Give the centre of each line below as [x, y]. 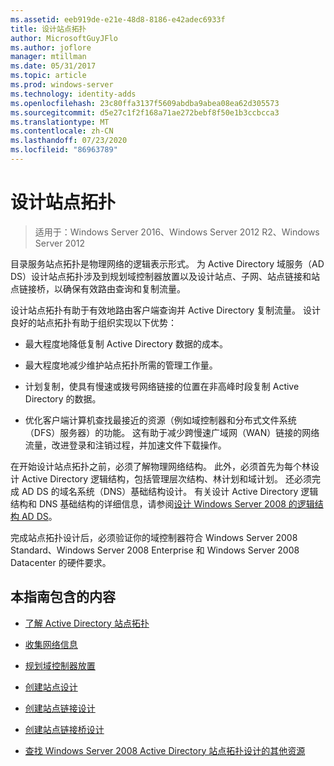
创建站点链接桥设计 [64, 729]
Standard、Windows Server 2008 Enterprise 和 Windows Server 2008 [155, 550]
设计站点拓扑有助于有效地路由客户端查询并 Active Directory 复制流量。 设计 [166, 310]
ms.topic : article [48, 76]
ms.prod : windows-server [62, 85]
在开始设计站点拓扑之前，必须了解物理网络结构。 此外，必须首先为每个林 [160, 466]
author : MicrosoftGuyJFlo [64, 38]
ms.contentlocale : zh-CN [62, 131]
